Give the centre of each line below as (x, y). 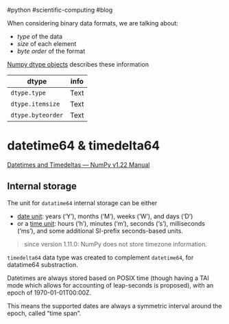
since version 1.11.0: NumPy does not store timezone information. (116, 244)
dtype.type (28, 93)
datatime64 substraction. (43, 264)
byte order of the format (51, 51)
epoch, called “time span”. (44, 313)
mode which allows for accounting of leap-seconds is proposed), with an (110, 285)
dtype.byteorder (37, 115)
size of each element (47, 44)
